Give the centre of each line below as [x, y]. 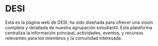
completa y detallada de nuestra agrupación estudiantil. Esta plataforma [79, 27]
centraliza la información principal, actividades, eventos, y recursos [74, 33]
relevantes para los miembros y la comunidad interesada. [64, 38]
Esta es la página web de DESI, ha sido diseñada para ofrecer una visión [79, 22]
